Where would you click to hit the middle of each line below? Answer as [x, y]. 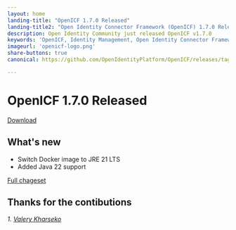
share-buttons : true [38, 53]
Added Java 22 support [52, 167]
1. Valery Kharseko [34, 219]
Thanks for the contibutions [70, 202]
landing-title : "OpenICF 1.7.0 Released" [69, 20]
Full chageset [27, 180]
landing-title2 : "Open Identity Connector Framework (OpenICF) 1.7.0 [111, 27]
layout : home [26, 14]
